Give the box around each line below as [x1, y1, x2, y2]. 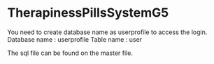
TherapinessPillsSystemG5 [7, 5, 169, 21]
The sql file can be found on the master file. [7, 49, 133, 57]
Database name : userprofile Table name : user [7, 35, 142, 43]
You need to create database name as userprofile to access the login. [7, 28, 208, 36]
